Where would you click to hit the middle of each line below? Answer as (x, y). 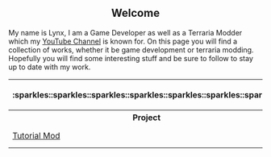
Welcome (135, 13)
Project (147, 118)
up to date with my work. (50, 67)
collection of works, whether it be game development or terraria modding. (131, 50)
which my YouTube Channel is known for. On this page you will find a (123, 41)
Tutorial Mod (36, 135)
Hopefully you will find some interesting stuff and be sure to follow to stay (131, 58)
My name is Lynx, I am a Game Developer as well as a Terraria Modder (125, 32)
